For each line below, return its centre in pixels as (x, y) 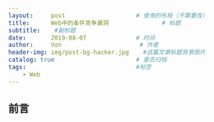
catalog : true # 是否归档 (88, 60)
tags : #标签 (80, 67)
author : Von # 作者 (83, 45)
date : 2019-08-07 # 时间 (82, 38)
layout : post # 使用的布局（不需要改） (108, 15)
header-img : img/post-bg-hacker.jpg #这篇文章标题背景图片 (107, 52)
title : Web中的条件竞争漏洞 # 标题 (95, 23)
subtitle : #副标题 (42, 30)
